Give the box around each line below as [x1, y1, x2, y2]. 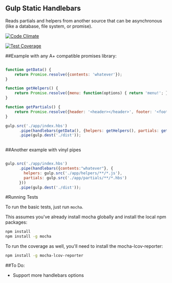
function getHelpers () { [5, 86, 58, 91]
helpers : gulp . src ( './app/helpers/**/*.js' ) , [24, 171, 123, 176]
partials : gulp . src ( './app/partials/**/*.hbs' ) [24, 175, 127, 180]
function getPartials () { [5, 105, 60, 110]
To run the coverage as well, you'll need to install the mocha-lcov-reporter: [5, 243, 163, 249]
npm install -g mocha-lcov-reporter [5, 253, 83, 258]
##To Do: [5, 263, 25, 269]
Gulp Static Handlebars [5, 4, 81, 13]
